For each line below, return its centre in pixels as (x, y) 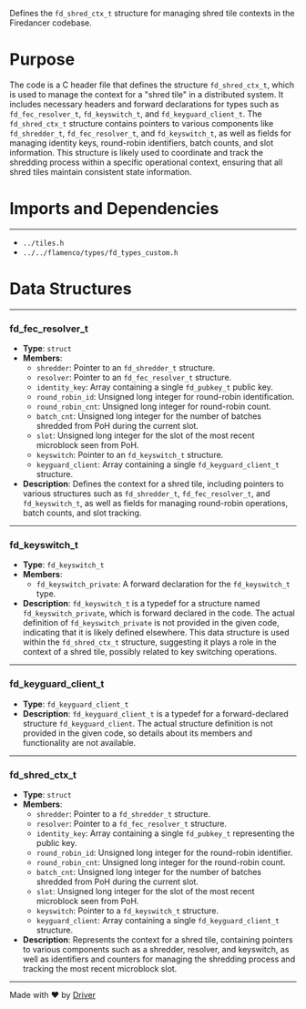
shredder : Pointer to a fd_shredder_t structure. (123, 814)
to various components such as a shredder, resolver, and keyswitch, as (156, 949)
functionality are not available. (79, 742)
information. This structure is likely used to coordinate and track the (137, 152)
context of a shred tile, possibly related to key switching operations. (150, 652)
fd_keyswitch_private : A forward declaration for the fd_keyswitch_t (163, 584)
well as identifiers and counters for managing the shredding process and (159, 959)
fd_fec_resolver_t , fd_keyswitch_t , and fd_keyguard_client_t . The (136, 114)
